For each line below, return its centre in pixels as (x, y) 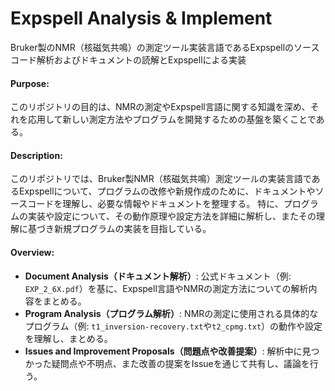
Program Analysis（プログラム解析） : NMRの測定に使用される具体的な (171, 313)
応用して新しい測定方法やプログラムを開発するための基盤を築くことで (172, 119)
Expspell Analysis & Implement (141, 18)
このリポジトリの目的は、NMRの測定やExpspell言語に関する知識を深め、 (160, 107)
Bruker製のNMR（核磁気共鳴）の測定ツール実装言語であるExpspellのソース (165, 47)
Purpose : (30, 83)
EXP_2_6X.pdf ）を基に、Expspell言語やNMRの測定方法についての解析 (166, 288)
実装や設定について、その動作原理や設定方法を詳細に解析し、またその (172, 216)
